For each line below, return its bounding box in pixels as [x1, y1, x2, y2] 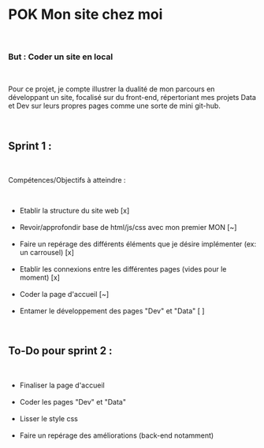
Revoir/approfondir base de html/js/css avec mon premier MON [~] [19, 223, 237, 232]
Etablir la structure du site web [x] [19, 206, 130, 216]
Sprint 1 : [8, 139, 53, 153]
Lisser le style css [19, 413, 79, 423]
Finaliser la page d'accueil [19, 380, 105, 390]
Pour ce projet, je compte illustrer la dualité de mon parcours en [8, 84, 215, 94]
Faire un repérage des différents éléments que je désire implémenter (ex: [19, 239, 257, 249]
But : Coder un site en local [8, 51, 113, 62]
